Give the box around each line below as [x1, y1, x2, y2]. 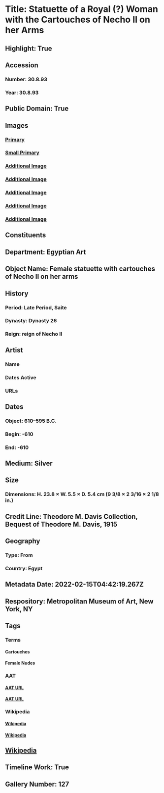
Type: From [5, 552, 33, 559]
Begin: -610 [5, 431, 33, 438]
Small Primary [5, 149, 39, 156]
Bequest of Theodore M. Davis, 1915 [5, 520, 118, 528]
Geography [5, 537, 40, 545]
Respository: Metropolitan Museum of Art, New [5, 597, 154, 605]
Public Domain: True [5, 104, 69, 113]
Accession [5, 61, 38, 69]
